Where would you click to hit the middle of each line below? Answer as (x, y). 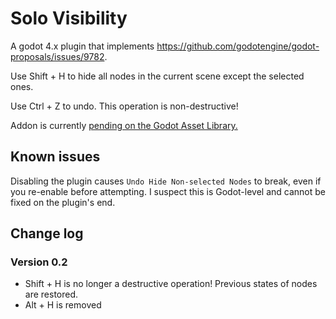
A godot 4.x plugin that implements (82, 46)
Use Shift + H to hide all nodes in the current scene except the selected (157, 76)
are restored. (51, 294)
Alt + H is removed (63, 305)
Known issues (55, 157)
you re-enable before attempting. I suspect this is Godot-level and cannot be (168, 191)
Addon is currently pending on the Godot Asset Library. (124, 125)
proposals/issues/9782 (57, 56)
